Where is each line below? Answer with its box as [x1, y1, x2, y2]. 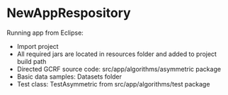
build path [16, 57, 47, 65]
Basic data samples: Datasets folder [16, 72, 122, 81]
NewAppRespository [6, 5, 132, 21]
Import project [16, 42, 59, 50]
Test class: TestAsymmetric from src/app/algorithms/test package [16, 79, 210, 88]
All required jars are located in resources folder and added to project [16, 50, 217, 58]
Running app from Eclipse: [6, 28, 84, 37]
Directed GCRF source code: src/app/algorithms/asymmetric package [16, 65, 221, 73]
